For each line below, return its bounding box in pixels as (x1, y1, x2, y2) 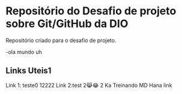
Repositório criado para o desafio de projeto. (5, 37, 117, 44)
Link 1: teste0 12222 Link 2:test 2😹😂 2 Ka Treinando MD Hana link (5, 81, 172, 89)
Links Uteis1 (5, 66, 52, 76)
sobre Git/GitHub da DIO (5, 17, 129, 31)
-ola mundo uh (5, 48, 43, 55)
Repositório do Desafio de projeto (5, 4, 177, 18)
